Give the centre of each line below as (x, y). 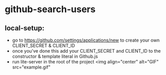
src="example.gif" (31, 67)
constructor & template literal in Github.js (55, 56)
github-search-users (50, 9)
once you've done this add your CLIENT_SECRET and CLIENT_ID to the (86, 51)
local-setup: (25, 28)
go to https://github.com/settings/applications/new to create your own (86, 40)
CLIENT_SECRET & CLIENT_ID (44, 46)
